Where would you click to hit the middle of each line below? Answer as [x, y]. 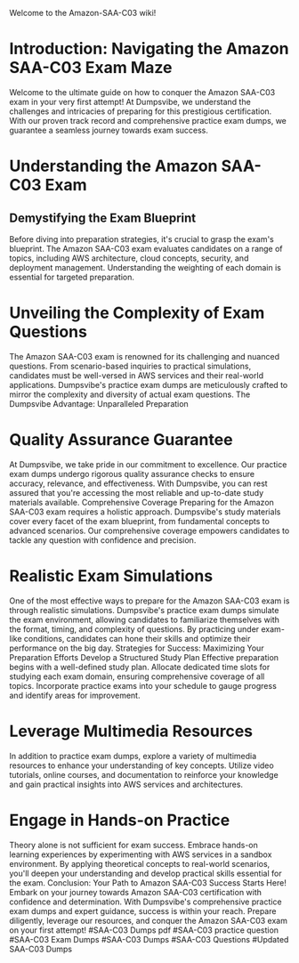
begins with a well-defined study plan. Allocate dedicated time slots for [140, 667]
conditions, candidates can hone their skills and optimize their [137, 638]
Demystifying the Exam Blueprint [103, 218]
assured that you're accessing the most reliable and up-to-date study [137, 492]
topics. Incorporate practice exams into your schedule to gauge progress [143, 685]
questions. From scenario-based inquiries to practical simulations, [130, 366]
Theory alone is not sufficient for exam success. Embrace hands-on [133, 845]
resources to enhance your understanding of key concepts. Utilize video [141, 765]
